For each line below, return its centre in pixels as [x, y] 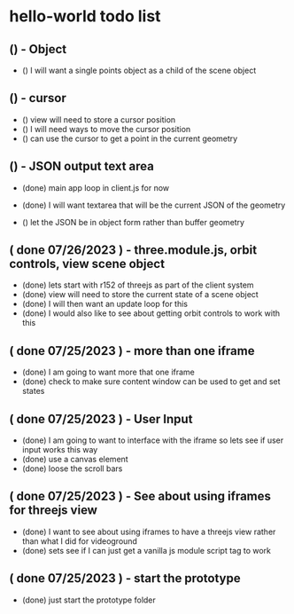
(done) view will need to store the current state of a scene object [140, 295]
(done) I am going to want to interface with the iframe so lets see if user [153, 440]
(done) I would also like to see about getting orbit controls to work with [151, 313]
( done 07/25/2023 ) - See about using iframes [140, 496]
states [33, 391]
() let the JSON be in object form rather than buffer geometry [133, 222]
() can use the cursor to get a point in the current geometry [130, 138]
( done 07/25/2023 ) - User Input [101, 419]
